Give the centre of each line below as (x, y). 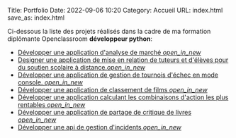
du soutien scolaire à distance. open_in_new (81, 67)
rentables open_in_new (51, 105)
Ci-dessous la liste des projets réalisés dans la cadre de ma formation (109, 31)
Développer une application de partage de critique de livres (105, 112)
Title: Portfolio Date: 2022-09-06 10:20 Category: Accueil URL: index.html (115, 10)
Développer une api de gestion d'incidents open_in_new (100, 127)
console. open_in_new (50, 82)
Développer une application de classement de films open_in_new (112, 90)
